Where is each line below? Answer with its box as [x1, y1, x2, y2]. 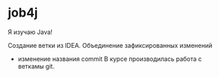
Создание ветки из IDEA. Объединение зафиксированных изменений [8, 41, 213, 49]
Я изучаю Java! [8, 28, 53, 36]
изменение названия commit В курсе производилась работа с [17, 54, 202, 63]
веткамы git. [17, 62, 55, 70]
